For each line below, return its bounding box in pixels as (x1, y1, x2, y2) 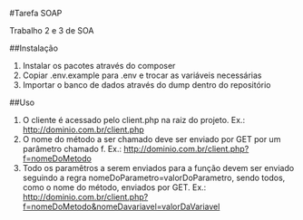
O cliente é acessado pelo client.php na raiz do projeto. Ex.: (22, 115, 246, 125)
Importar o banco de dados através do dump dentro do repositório (22, 80, 271, 90)
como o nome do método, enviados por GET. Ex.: (22, 182, 207, 193)
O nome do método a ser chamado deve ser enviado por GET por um (22, 134, 281, 144)
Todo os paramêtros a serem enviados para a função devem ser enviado (22, 163, 295, 173)
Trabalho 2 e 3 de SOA (9, 25, 94, 35)
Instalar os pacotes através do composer (22, 61, 176, 71)
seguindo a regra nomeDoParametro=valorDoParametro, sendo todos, (22, 172, 286, 183)
